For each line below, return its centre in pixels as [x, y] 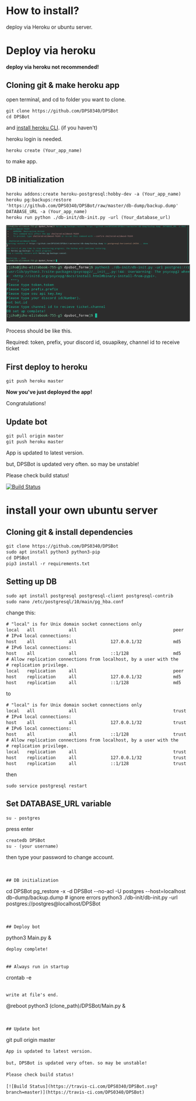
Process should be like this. [39, 331]
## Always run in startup [37, 967]
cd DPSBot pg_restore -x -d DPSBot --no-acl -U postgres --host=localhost [96, 891]
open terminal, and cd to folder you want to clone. [66, 99]
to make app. [22, 161]
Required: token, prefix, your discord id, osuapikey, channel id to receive [93, 342]
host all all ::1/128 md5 [94, 653]
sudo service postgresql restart [47, 786]
